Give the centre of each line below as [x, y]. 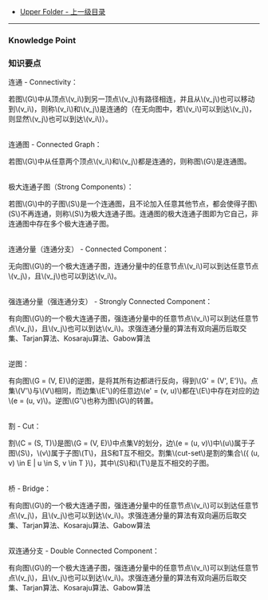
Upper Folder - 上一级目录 [63, 12]
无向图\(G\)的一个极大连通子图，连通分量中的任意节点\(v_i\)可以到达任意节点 [134, 266]
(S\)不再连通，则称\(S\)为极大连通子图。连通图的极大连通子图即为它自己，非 [134, 214]
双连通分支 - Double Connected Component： [84, 551]
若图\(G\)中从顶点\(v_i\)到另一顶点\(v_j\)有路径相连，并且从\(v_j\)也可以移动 [132, 99]
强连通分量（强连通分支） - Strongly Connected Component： [110, 302]
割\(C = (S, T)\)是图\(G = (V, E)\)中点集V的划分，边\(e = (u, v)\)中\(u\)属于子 [132, 443]
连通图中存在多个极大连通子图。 [61, 224]
